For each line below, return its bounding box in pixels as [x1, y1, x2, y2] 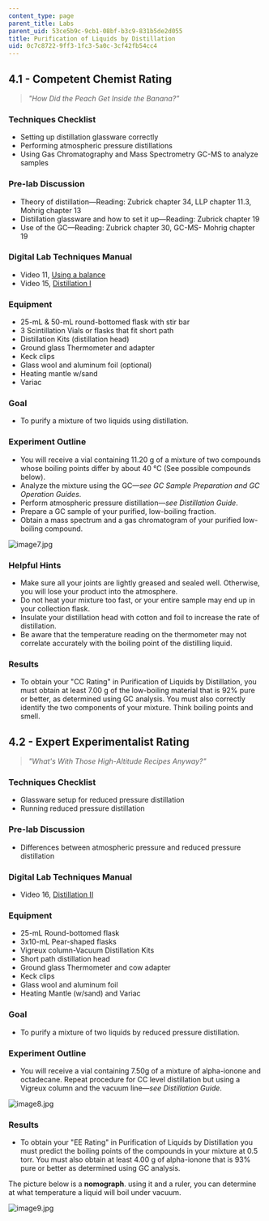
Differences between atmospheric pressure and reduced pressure [19, 842, 241, 852]
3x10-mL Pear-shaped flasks [19, 937, 117, 947]
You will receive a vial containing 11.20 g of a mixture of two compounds [19, 455, 262, 465]
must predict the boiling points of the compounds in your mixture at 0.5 [19, 1146, 258, 1156]
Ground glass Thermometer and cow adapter [19, 962, 172, 973]
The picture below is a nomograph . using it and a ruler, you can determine [8, 1179, 257, 1189]
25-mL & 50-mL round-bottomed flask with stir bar [19, 317, 190, 327]
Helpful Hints [8, 559, 62, 571]
